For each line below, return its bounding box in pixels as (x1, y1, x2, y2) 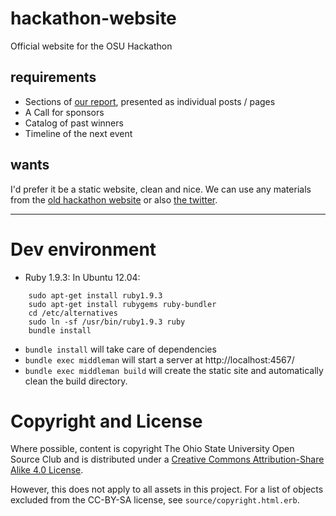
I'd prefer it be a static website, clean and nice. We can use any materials (10, 183, 312, 195)
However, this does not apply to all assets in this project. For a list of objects (10, 483, 324, 496)
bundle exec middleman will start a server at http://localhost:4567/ (24, 353, 295, 366)
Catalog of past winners (24, 117, 124, 129)
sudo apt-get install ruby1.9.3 (28, 290, 163, 301)
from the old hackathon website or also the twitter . (10, 193, 218, 206)
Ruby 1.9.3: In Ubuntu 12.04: (24, 271, 141, 283)
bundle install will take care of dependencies (24, 343, 217, 355)
